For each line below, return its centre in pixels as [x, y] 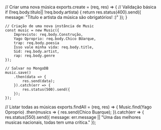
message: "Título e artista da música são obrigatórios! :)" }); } [66, 17]
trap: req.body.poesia [37, 43]
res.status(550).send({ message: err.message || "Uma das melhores [73, 117]
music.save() [18, 72]
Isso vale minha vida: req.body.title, [54, 47]
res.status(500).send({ [46, 89]
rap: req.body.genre [34, 56]
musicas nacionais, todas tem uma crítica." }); [51, 122]
